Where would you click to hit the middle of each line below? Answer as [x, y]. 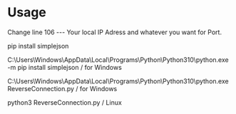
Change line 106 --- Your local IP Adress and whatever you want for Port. [115, 32]
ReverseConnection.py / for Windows [62, 88]
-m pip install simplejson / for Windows [65, 67]
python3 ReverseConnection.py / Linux [65, 102]
